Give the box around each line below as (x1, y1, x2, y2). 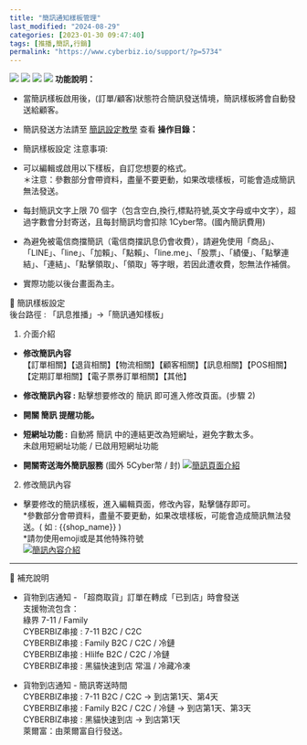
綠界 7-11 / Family (22, 614, 89, 626)
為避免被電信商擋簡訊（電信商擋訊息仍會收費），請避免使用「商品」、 (22, 236, 280, 247)
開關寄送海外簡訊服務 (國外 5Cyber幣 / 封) (22, 460, 181, 471)
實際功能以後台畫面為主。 (22, 278, 120, 289)
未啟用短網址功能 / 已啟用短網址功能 (22, 441, 159, 452)
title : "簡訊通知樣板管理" (9, 13, 101, 23)
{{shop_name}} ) (58, 522, 122, 533)
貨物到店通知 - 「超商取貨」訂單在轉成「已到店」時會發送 (22, 591, 240, 603)
